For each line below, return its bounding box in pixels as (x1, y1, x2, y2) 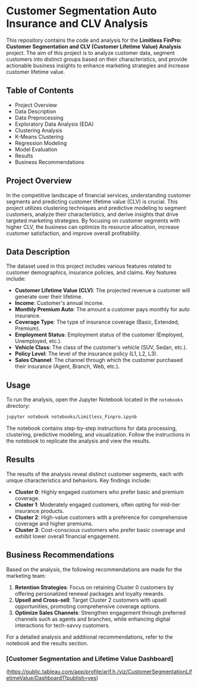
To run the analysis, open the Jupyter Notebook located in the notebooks (6, 396, 183, 403)
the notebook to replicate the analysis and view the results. (6, 437, 150, 445)
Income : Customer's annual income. (14, 299, 104, 307)
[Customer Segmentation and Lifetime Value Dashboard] (6, 654, 174, 663)
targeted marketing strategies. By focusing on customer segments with (6, 216, 180, 224)
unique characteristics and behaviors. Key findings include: (6, 476, 152, 484)
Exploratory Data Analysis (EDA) (14, 120, 94, 128)
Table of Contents (6, 85, 74, 96)
